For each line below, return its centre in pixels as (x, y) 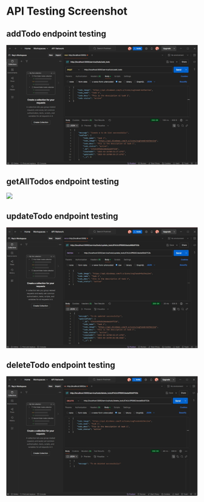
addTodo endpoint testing (56, 34)
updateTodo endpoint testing (62, 216)
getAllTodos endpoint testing (63, 181)
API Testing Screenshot (67, 11)
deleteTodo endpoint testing (61, 365)
